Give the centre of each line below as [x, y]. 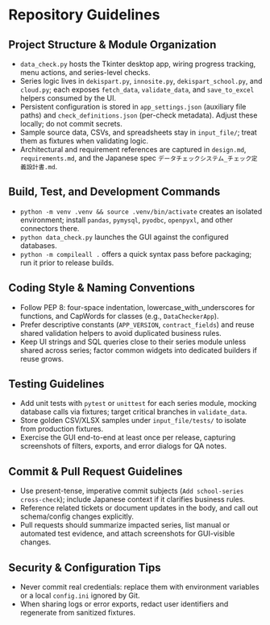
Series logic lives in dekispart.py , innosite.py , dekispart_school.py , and [141, 81]
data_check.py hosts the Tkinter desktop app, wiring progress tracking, [138, 64]
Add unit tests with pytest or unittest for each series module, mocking [138, 404]
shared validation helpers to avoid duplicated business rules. [120, 333]
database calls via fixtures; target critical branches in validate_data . [133, 412]
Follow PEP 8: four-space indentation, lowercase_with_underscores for [137, 307]
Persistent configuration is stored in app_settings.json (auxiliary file [133, 107]
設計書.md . [42, 166]
